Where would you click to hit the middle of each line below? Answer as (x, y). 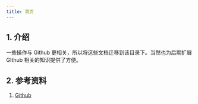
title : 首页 (20, 12)
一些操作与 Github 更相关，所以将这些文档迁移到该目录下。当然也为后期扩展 (99, 53)
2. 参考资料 (26, 81)
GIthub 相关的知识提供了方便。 (44, 60)
